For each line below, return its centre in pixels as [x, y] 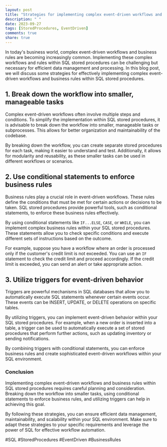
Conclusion [19, 372]
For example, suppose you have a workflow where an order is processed [80, 248]
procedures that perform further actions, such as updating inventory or [78, 333]
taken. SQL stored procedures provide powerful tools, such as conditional [81, 207]
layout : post [19, 10]
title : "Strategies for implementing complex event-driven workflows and [84, 15]
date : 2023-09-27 [23, 24]
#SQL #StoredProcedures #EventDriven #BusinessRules [63, 439]
